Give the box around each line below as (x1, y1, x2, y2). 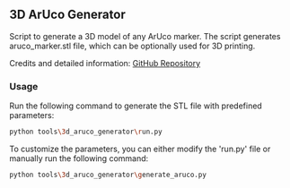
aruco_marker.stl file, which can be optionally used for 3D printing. (9, 40, 256, 51)
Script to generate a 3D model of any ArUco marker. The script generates (9, 30, 281, 41)
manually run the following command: (9, 152, 149, 164)
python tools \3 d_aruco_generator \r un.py (9, 127, 163, 137)
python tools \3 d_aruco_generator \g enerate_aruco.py (9, 170, 207, 179)
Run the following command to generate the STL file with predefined (9, 100, 262, 111)
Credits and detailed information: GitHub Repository (9, 57, 201, 68)
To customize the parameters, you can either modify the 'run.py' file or (9, 143, 271, 154)
